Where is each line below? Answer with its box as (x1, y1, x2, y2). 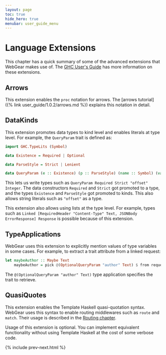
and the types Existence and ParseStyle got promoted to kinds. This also (5, 190, 154, 196)
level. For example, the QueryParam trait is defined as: (5, 134, 112, 140)
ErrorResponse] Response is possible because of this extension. (5, 216, 134, 222)
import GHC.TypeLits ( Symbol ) (5, 144, 68, 149)
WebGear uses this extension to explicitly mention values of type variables (5, 243, 157, 249)
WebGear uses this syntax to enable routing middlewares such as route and (5, 310, 160, 315)
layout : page (5, 7, 32, 12)
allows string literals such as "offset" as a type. (5, 196, 103, 202)
